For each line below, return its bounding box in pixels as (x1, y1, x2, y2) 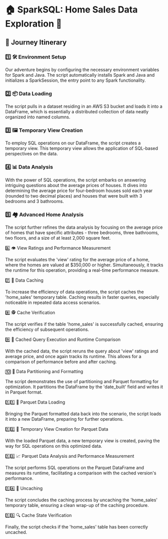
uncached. (5, 529, 28, 535)
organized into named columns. (5, 114, 71, 120)
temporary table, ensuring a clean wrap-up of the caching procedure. (5, 502, 149, 508)
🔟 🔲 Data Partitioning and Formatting (5, 369, 84, 375)
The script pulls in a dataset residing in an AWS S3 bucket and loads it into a (5, 103, 163, 109)
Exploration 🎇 (5, 18, 62, 30)
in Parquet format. (5, 389, 43, 395)
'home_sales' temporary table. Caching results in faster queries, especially (5, 294, 159, 300)
